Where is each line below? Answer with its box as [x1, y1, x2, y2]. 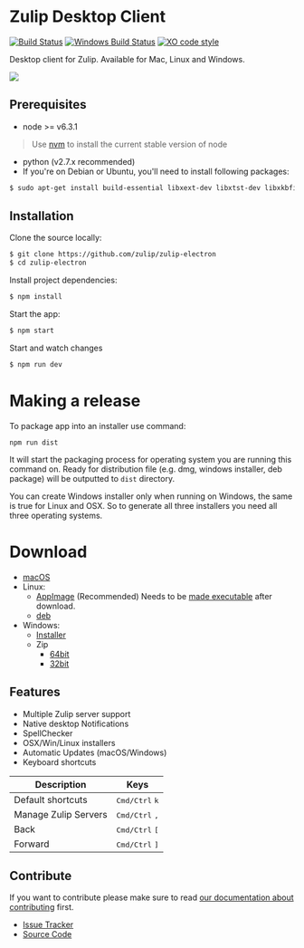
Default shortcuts [14, 793, 88, 806]
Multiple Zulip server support [22, 708, 131, 719]
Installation [9, 208, 74, 224]
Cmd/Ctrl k [116, 795, 159, 805]
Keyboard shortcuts [22, 756, 97, 767]
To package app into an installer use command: [9, 420, 186, 431]
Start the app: [9, 309, 61, 320]
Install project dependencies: [9, 274, 118, 286]
